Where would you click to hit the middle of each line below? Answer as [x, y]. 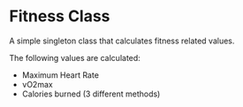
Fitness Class [60, 16]
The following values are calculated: [75, 57]
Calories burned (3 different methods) [91, 94]
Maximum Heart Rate [61, 75]
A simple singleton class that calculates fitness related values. [122, 41]
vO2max [37, 84]
